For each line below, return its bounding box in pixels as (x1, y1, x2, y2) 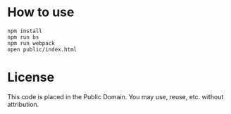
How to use (7, 4, 75, 20)
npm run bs (7, 33, 39, 41)
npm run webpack (7, 39, 55, 46)
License (7, 70, 55, 85)
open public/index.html (7, 46, 77, 53)
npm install (7, 27, 42, 34)
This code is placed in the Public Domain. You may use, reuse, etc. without (7, 92, 224, 101)
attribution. (7, 100, 39, 108)
